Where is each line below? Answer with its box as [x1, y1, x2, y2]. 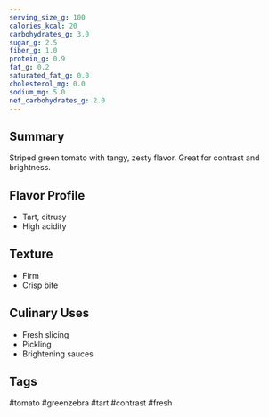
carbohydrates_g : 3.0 [9, 29, 90, 38]
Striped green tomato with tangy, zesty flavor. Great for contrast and [9, 152, 260, 163]
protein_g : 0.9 [9, 54, 66, 63]
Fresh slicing [21, 329, 69, 339]
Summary [9, 128, 65, 143]
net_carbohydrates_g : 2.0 [9, 95, 105, 105]
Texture [9, 247, 53, 262]
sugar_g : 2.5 [9, 37, 58, 47]
